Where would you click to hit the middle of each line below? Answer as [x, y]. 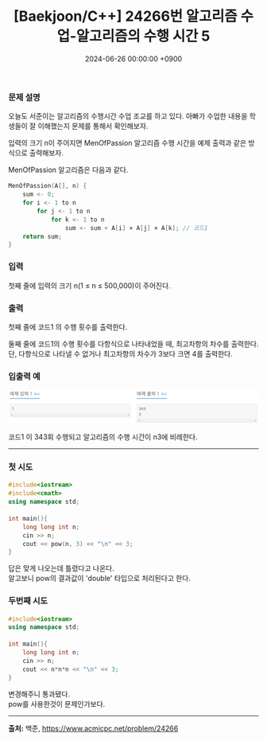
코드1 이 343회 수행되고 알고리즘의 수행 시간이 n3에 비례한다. [103, 437]
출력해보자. [46, 153]
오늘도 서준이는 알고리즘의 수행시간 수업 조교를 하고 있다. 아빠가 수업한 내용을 [128, 116]
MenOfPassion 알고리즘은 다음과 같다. [68, 170]
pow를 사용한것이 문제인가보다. [57, 704]
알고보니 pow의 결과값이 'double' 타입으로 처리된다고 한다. [99, 579]
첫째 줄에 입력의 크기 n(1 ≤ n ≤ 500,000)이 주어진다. [89, 285]
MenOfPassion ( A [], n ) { [48, 186]
